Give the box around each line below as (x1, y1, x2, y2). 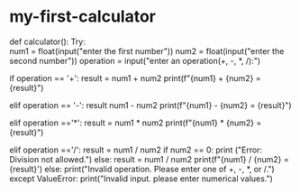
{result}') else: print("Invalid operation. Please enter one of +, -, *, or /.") (9, 163, 275, 174)
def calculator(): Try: (9, 36, 86, 47)
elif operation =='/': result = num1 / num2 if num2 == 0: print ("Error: (9, 144, 263, 155)
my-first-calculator (9, 6, 156, 27)
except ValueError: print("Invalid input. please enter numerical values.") (9, 173, 273, 184)
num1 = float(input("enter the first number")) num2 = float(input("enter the (9, 45, 285, 56)
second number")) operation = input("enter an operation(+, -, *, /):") (9, 55, 261, 66)
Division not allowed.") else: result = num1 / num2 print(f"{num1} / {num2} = (9, 153, 290, 164)
